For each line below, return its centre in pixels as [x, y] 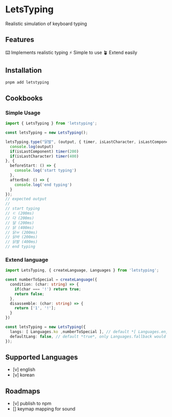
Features [20, 40]
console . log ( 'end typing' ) [43, 185]
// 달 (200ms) [20, 223]
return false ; [29, 294]
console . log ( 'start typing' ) [46, 171]
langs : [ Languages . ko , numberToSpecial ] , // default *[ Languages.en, [89, 331]
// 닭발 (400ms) [21, 242]
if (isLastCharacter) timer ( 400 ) [45, 156]
